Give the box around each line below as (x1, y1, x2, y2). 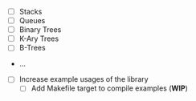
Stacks (18, 7, 43, 16)
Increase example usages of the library (18, 75, 149, 84)
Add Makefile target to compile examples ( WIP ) (31, 83, 188, 93)
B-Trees (18, 43, 46, 53)
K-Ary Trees (18, 34, 59, 43)
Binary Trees (18, 25, 62, 34)
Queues (18, 16, 46, 26)
